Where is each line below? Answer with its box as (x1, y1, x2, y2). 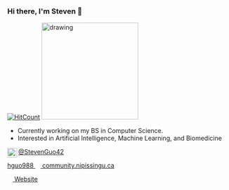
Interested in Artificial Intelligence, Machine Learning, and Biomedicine (17, 134, 223, 143)
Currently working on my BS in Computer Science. (17, 127, 164, 135)
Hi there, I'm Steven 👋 (7, 6, 83, 16)
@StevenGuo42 (18, 148, 65, 156)
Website (13, 175, 39, 184)
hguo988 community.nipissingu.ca (7, 161, 115, 170)
